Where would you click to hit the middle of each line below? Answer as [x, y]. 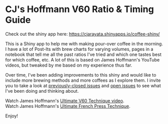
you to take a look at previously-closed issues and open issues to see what [83, 85]
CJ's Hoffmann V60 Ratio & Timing [80, 9]
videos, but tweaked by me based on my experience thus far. [69, 65]
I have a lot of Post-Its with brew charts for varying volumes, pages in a [79, 49]
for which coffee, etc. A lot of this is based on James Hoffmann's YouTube [82, 59]
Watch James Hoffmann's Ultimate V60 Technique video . [65, 101]
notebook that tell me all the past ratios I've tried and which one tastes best [83, 54]
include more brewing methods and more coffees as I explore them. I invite [83, 80]
